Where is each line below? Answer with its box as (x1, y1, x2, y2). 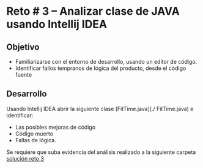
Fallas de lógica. (15, 136, 57, 143)
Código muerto (15, 130, 54, 137)
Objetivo (6, 42, 40, 52)
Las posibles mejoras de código (15, 123, 96, 131)
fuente (15, 71, 32, 78)
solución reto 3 (6, 155, 45, 162)
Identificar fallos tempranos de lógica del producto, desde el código (15, 64, 186, 72)
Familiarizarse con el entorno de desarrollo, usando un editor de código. (15, 58, 197, 65)
